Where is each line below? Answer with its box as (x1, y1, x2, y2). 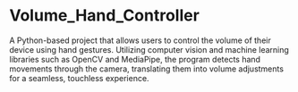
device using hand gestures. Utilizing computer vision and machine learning (9, 44, 289, 54)
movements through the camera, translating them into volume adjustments (9, 63, 285, 74)
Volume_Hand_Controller (9, 5, 200, 26)
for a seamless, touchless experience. (9, 72, 149, 83)
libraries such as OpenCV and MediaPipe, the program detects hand (9, 54, 261, 64)
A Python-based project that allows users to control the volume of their (9, 35, 271, 46)
